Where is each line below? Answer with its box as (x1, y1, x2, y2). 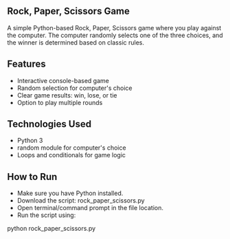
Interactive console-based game (16, 76, 110, 84)
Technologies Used (7, 118, 91, 130)
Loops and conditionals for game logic (16, 151, 126, 159)
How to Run (7, 171, 58, 183)
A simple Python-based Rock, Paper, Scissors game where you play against (7, 23, 222, 32)
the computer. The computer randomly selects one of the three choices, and (7, 31, 223, 39)
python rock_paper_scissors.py (7, 225, 96, 233)
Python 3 (16, 137, 43, 145)
